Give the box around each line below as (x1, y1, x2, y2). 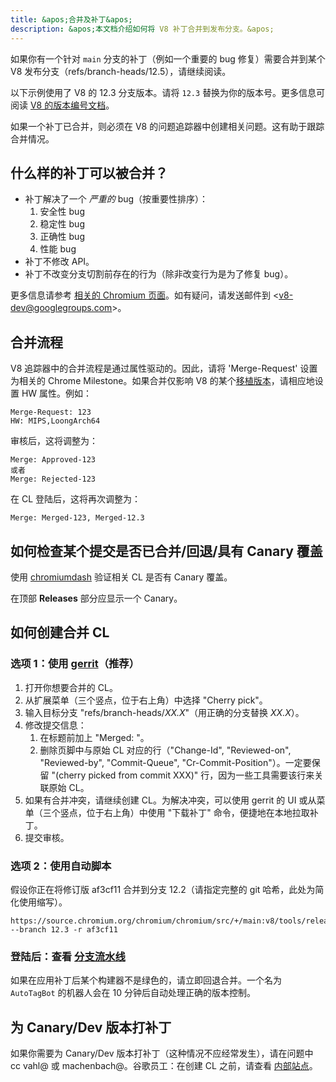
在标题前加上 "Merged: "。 (39, 731, 150, 743)
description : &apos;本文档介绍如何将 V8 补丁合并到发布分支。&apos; (10, 24, 275, 34)
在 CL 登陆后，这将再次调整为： (10, 493, 142, 505)
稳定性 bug (39, 218, 85, 230)
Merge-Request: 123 (10, 407, 92, 418)
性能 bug (39, 243, 77, 255)
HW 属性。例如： (21, 387, 93, 400)
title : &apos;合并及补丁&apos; (10, 14, 133, 25)
